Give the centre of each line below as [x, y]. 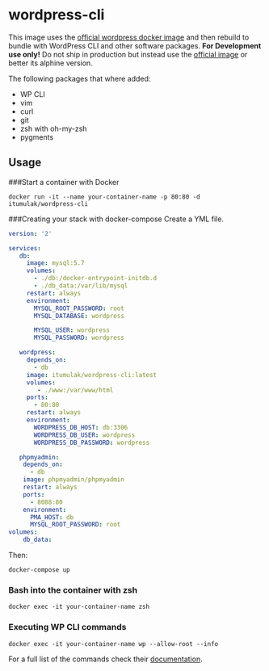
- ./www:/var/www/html [76, 390]
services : [25, 248]
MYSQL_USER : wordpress [72, 330]
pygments [37, 137]
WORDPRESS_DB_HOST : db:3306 [81, 427]
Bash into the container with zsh [73, 589]
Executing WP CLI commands [67, 627]
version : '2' [30, 233]
